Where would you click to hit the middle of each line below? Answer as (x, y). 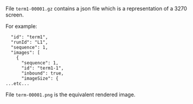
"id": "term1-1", (42, 68)
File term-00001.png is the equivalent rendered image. (71, 95)
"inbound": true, (42, 73)
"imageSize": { (40, 79)
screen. (15, 15)
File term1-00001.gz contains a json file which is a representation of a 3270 (96, 9)
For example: (22, 26)
